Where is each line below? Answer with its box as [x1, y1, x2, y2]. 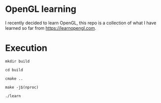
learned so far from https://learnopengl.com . [5, 25, 97, 31]
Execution [5, 43, 48, 54]
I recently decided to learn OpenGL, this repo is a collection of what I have [5, 20, 157, 26]
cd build [5, 67, 23, 72]
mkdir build [5, 58, 30, 64]
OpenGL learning [5, 3, 77, 15]
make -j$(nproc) [5, 85, 39, 90]
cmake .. [5, 76, 23, 81]
